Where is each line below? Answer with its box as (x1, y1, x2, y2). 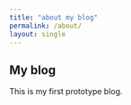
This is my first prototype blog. (9, 86, 123, 97)
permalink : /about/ (9, 21, 83, 30)
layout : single (9, 29, 66, 38)
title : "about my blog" (9, 12, 99, 22)
